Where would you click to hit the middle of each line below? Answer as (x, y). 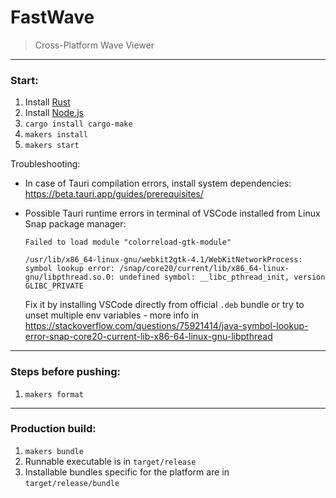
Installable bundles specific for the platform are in (127, 472)
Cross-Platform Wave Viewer (94, 45)
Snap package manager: (75, 224)
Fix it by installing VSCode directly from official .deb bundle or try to (164, 305)
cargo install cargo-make (78, 124)
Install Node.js (54, 113)
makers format (54, 394)
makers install (56, 135)
